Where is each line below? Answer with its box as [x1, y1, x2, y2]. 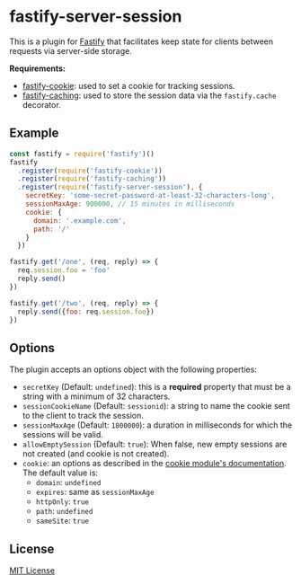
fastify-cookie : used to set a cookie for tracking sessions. [22, 80, 235, 91]
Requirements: [9, 63, 66, 74]
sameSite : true [35, 515, 90, 526]
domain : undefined [35, 477, 102, 488]
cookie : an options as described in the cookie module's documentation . [22, 458, 288, 469]
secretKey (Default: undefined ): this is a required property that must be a [22, 382, 292, 393]
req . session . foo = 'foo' [17, 266, 111, 275]
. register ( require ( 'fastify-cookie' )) [17, 166, 164, 175]
